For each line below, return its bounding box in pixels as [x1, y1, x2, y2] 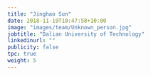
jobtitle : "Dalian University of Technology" [7, 30, 145, 38]
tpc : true [7, 51, 37, 58]
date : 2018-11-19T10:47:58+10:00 [7, 17, 107, 24]
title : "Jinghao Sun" [7, 10, 72, 18]
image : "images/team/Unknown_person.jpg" [7, 24, 132, 31]
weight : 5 [7, 57, 37, 64]
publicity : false [7, 44, 59, 51]
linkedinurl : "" [7, 37, 56, 44]
